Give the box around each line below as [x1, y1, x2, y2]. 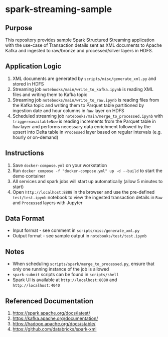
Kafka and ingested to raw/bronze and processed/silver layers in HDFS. [5, 48, 153, 53]
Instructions [5, 149, 44, 157]
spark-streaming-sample [5, 4, 112, 15]
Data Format [5, 214, 45, 223]
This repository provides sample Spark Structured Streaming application [5, 37, 154, 43]
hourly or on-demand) [12, 134, 59, 140]
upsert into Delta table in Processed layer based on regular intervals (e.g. [12, 129, 162, 135]
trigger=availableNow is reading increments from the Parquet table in [12, 118, 156, 124]
